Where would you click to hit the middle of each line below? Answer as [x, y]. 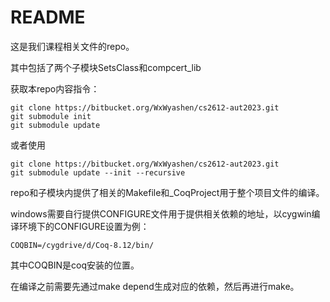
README [48, 17]
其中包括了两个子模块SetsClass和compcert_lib [106, 67]
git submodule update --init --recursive [98, 172]
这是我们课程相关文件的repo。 [72, 46]
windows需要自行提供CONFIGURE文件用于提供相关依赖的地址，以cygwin [161, 213]
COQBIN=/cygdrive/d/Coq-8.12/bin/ [82, 245]
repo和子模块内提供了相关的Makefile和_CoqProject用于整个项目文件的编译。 [167, 192]
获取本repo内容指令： [55, 88]
